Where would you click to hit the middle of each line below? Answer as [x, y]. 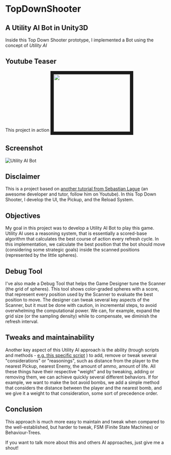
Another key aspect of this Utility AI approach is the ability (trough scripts [82, 350]
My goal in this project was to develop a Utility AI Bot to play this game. [80, 228]
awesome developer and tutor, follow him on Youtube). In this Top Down [81, 194]
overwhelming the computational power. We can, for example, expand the [83, 311]
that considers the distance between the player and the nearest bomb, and [83, 388]
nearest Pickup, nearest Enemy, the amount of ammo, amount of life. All [81, 366]
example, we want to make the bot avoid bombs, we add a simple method [82, 382]
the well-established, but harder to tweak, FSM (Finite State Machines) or [82, 427]
